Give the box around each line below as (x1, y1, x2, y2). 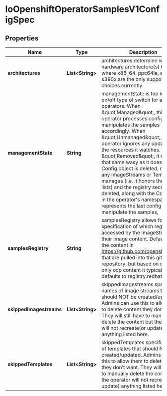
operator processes (101, 115, 148, 122)
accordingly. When (101, 128, 146, 134)
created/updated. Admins (101, 352, 161, 358)
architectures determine (101, 57, 158, 64)
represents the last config (101, 202, 162, 209)
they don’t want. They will (101, 364, 162, 371)
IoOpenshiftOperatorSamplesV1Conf (5, 3, 160, 15)
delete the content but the (101, 318, 162, 325)
